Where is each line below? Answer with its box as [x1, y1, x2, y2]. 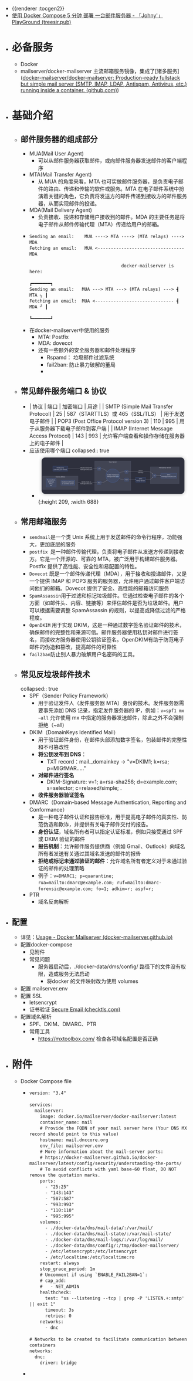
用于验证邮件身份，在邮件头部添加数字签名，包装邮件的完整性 [38, 736, 188, 744]
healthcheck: [40, 1290, 72, 1295]
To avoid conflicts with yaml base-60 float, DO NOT [45, 1166, 177, 1172]
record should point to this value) [29, 1131, 119, 1137]
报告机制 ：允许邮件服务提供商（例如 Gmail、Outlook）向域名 [38, 843, 185, 850]
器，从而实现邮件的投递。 [38, 199, 100, 207]
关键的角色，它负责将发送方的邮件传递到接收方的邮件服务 [48, 192, 188, 199]
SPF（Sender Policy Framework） [29, 692, 111, 700]
